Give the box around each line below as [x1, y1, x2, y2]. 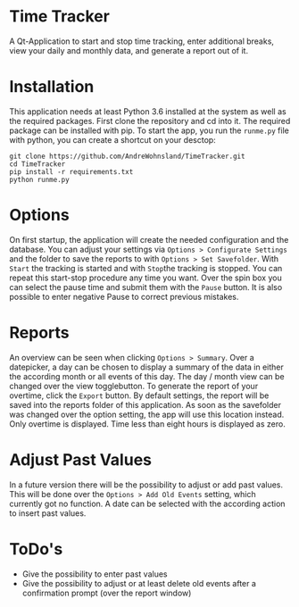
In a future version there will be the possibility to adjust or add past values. [9, 479, 284, 490]
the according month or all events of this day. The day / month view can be [9, 370, 285, 381]
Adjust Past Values [9, 449, 152, 470]
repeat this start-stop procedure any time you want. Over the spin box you [9, 272, 283, 283]
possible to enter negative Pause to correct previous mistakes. [9, 291, 239, 302]
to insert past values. [9, 507, 87, 519]
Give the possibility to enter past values [21, 569, 168, 579]
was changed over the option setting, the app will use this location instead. [9, 409, 285, 420]
